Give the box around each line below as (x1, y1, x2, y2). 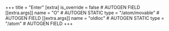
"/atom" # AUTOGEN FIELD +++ (5, 20, 73, 26)
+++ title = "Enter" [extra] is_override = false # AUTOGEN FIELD (5, 5, 140, 10)
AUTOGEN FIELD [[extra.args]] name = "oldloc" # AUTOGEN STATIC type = (5, 15, 164, 21)
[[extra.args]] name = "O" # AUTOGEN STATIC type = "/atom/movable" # (5, 10, 160, 16)
